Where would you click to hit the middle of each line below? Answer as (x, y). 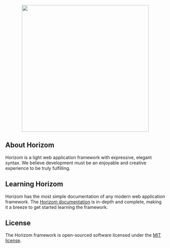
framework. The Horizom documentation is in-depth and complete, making (83, 202)
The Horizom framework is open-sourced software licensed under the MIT (83, 235)
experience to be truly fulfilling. (38, 168)
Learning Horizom (34, 184)
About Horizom (30, 145)
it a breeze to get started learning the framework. (57, 207)
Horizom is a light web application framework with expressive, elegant (79, 157)
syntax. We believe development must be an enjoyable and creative (76, 163)
